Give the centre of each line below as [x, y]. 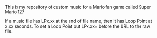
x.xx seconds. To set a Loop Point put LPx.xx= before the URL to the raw [78, 26]
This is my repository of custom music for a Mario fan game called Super [78, 7]
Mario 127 [15, 12]
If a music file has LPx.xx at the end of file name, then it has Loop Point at [78, 21]
